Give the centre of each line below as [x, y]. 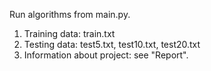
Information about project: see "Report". [106, 55]
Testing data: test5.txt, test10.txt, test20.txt [112, 44]
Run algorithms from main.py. [70, 14]
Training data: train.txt [69, 33]
